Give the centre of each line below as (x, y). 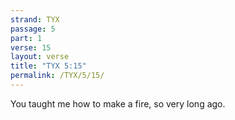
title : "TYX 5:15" (48, 66)
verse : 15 (31, 47)
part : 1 (26, 38)
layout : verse (40, 57)
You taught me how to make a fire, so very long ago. (118, 103)
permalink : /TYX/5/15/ (57, 76)
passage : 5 (33, 29)
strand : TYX (35, 19)
